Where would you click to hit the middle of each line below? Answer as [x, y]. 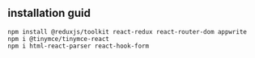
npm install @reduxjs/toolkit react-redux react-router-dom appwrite [127, 31]
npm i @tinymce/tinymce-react [59, 39]
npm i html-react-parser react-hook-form [79, 46]
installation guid [49, 13]
